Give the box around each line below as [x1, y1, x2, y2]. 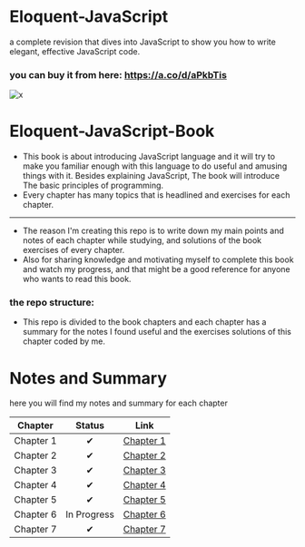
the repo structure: [9, 297, 95, 309]
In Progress [65, 508, 115, 521]
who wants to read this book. [22, 274, 132, 285]
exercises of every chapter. [22, 245, 125, 256]
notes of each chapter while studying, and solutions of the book [22, 235, 261, 246]
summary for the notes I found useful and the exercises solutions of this [22, 327, 292, 337]
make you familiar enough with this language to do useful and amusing [22, 161, 288, 171]
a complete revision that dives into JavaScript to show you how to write [9, 36, 277, 47]
